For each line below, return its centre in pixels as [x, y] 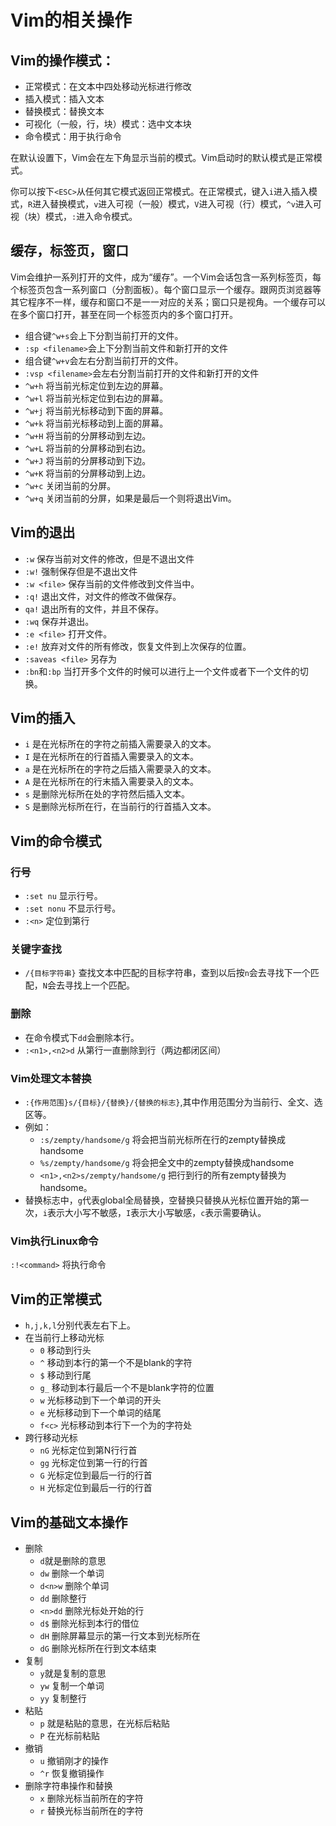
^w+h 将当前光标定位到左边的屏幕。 [96, 385]
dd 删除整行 [63, 1598]
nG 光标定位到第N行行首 [88, 1450]
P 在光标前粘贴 [69, 1735]
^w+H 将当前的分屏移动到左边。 [88, 435]
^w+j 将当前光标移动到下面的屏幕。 [96, 410]
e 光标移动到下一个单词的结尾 [100, 1413]
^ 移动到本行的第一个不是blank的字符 [116, 1363]
